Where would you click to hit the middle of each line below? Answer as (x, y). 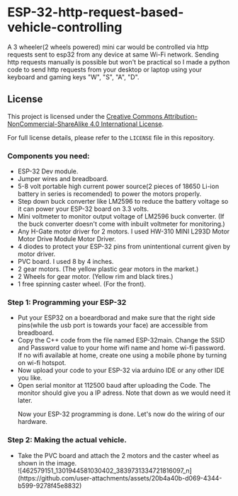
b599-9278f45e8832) (50, 485)
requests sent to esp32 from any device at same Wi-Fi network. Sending (113, 54)
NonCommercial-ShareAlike (48, 124)
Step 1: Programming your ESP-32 (67, 302)
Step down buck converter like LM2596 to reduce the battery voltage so (123, 202)
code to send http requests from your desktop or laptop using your (105, 69)
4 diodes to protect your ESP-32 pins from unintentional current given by (124, 247)
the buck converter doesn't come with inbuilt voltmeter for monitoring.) (121, 224)
